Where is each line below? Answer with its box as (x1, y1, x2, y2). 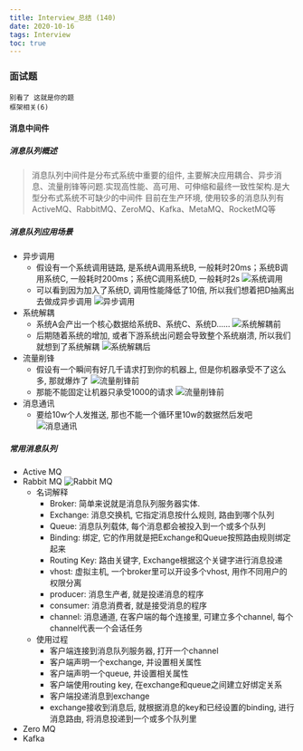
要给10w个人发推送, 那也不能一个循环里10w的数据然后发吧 (35, 409, 253, 420)
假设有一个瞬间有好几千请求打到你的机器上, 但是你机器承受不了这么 (35, 364, 287, 375)
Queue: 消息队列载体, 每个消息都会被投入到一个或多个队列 (49, 521, 266, 532)
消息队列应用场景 (9, 226, 73, 236)
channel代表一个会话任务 (49, 622, 143, 634)
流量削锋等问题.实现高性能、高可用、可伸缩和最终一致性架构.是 (47, 181, 282, 192)
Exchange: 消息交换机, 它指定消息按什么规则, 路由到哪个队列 (49, 509, 275, 521)
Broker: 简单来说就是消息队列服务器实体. (49, 498, 201, 509)
